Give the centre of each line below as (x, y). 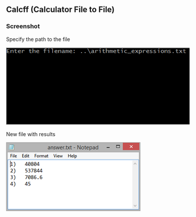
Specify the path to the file (38, 39)
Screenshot (23, 26)
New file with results (31, 134)
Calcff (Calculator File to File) (60, 10)
